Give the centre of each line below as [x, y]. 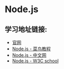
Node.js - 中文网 [29, 55]
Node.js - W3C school [35, 61]
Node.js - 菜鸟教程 [31, 49]
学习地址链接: [26, 29]
